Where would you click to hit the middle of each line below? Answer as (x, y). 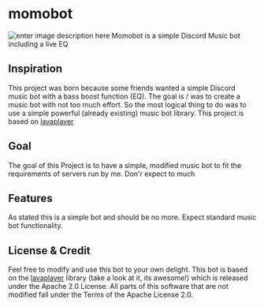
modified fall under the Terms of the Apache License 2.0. (101, 295)
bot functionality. (35, 226)
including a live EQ (38, 43)
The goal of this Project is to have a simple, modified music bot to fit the (125, 165)
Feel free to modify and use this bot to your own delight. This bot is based (128, 270)
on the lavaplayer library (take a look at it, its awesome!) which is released (128, 278)
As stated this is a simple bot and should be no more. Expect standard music (132, 217)
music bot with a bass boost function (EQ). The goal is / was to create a (124, 96)
